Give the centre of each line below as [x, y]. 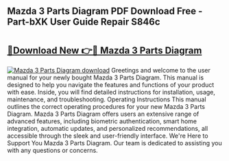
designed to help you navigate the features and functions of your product [111, 85]
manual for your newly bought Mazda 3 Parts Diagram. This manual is [106, 77]
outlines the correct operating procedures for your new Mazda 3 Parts [106, 107]
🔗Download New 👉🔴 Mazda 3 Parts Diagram [105, 50]
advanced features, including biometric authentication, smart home [102, 121]
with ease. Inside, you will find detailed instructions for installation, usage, [111, 92]
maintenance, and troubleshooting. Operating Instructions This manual [107, 99]
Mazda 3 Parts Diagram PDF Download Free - [105, 11]
